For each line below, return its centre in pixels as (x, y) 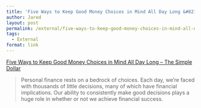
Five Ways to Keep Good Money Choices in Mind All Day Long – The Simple (99, 62)
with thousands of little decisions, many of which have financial (99, 86)
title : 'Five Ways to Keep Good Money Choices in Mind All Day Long (93, 12)
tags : (13, 34)
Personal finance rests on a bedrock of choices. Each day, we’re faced (108, 80)
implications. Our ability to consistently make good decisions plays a (105, 92)
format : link (22, 45)
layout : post (22, 23)
